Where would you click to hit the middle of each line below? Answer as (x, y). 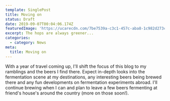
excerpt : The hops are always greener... (50, 33)
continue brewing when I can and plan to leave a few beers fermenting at (81, 87)
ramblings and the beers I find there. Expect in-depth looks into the (75, 71)
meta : (11, 47)
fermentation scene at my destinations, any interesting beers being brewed (83, 77)
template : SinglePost (28, 10)
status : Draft (20, 19)
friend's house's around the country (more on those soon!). (67, 93)
